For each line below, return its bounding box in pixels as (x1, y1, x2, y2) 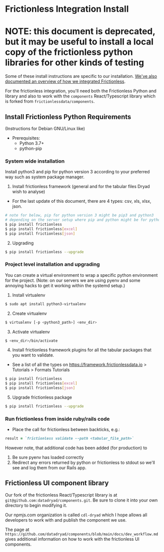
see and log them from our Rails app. (12, 465, 87, 471)
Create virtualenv (12, 310, 47, 316)
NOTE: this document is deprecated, (5, 26, 155, 37)
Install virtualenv (12, 292, 45, 298)
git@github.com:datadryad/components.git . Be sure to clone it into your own (5, 497, 158, 503)
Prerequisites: (12, 135, 41, 141)
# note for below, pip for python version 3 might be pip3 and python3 (5, 213, 154, 218)
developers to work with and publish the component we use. (5, 517, 127, 523)
